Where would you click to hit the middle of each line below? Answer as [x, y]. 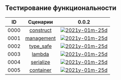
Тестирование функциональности [61, 8]
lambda [40, 54]
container [40, 70]
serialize [41, 62]
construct [40, 30]
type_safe [41, 46]
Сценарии [40, 22]
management [41, 38]
